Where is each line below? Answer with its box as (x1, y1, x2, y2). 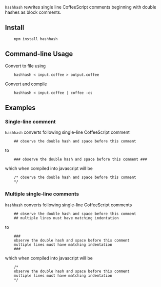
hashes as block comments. (5, 9, 61, 15)
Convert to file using (5, 63, 46, 69)
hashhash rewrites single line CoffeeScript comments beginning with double (5, 4, 157, 10)
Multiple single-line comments (5, 191, 79, 197)
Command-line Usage (5, 50, 73, 58)
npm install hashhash (14, 36, 58, 41)
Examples (5, 104, 36, 112)
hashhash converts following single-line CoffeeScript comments (5, 202, 132, 208)
